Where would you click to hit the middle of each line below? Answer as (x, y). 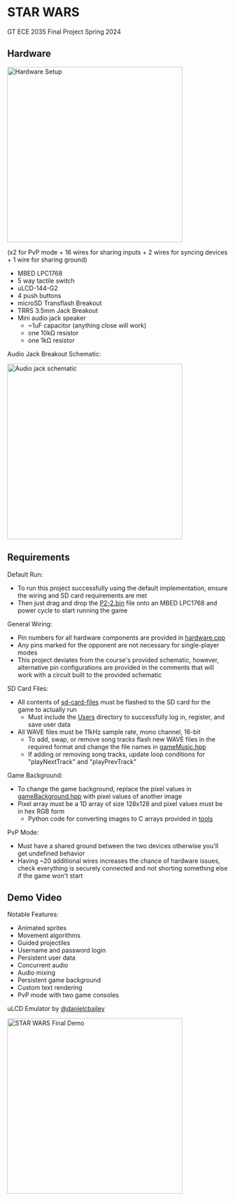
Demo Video (35, 898)
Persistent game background (59, 980)
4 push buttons (39, 295)
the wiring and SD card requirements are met (82, 595)
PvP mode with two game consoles (68, 995)
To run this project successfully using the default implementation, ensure (122, 588)
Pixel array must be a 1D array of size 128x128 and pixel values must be (120, 803)
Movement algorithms (49, 935)
